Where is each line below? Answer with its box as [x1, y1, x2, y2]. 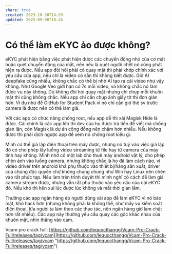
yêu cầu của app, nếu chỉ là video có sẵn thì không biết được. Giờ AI [5, 72, 149, 79]
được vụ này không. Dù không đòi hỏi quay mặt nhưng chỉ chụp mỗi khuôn [5, 89, 163, 95]
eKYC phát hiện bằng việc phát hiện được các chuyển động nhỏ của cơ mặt [5, 56, 165, 62]
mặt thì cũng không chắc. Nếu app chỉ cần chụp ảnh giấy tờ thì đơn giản [5, 94, 158, 101]
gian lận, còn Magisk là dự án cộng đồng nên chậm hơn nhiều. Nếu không [5, 126, 162, 132]
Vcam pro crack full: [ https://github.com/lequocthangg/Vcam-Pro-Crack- [5, 227, 160, 233]
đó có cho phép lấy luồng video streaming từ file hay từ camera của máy [5, 147, 159, 153]
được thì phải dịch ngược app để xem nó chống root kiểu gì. [5, 131, 131, 138]
